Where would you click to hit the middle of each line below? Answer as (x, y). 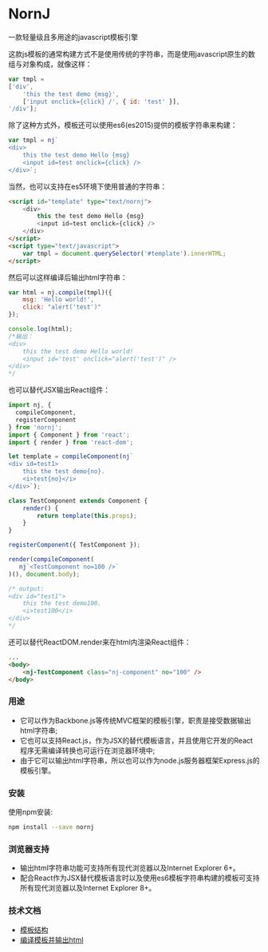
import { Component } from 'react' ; (69, 435)
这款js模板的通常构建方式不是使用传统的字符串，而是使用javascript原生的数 (132, 54)
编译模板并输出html (51, 939)
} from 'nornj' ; (35, 427)
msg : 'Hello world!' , (58, 300)
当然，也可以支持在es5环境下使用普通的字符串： (88, 186)
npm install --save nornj (51, 827)
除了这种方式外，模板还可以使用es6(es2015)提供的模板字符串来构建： (123, 125)
